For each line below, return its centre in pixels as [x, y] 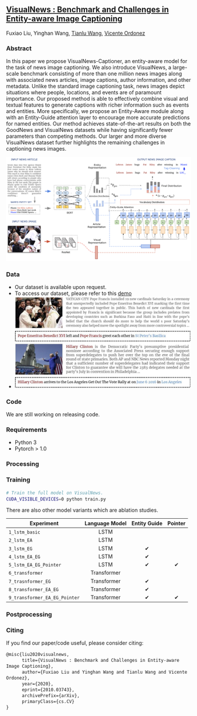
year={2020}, [38, 684]
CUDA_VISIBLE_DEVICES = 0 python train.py [56, 499]
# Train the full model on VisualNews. [55, 493]
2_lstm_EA [21, 541]
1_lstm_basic [24, 532]
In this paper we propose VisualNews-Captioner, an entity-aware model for [97, 61]
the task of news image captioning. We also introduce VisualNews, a [89, 68]
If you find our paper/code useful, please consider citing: [75, 643]
